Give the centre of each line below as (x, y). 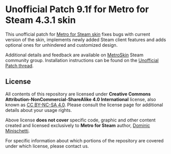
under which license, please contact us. (47, 146)
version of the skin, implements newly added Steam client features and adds (86, 40)
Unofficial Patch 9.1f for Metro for (77, 9)
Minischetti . (18, 131)
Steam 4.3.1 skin (41, 20)
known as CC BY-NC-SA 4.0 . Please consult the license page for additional (84, 105)
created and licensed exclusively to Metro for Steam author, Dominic (78, 125)
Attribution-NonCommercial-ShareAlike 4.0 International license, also (81, 99)
